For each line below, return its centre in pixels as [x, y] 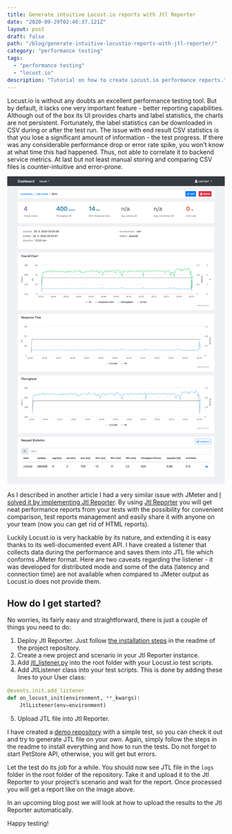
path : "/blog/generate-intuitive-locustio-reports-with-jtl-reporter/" [112, 44]
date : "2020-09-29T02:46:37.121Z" [57, 22]
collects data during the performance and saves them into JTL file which [110, 553]
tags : [15, 59]
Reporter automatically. [40, 810]
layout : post [26, 29]
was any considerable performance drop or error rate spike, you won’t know [116, 144]
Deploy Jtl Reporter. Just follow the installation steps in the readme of [116, 641]
